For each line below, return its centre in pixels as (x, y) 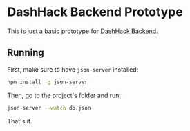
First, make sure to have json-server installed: (73, 69)
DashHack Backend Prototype (95, 12)
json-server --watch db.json (49, 108)
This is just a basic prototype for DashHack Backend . (83, 31)
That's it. (20, 121)
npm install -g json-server (48, 82)
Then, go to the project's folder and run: (64, 95)
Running (26, 53)
